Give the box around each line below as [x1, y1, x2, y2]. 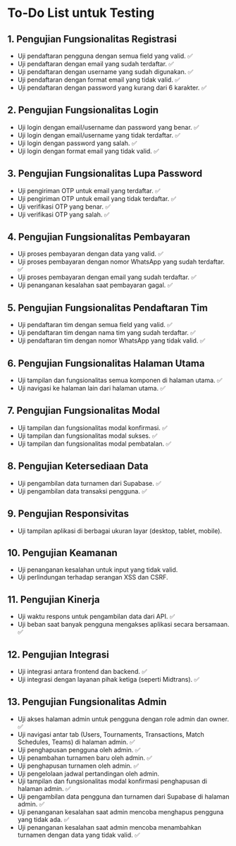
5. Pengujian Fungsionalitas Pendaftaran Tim [7, 302, 208, 314]
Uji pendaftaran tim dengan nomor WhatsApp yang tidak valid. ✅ [17, 336, 206, 345]
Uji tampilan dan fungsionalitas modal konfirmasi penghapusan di [17, 777, 208, 785]
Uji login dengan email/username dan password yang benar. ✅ [17, 123, 199, 131]
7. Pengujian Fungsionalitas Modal [7, 405, 161, 417]
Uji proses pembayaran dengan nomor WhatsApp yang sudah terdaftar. [17, 257, 225, 266]
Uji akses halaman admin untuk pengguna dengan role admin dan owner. [17, 714, 229, 723]
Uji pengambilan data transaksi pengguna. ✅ [17, 486, 147, 495]
